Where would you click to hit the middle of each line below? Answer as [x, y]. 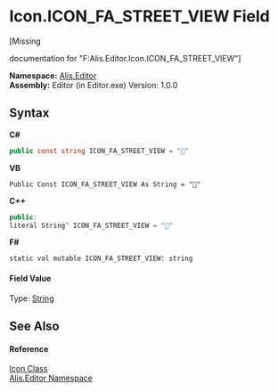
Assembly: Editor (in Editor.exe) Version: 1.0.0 [94, 85]
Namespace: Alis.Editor [53, 75]
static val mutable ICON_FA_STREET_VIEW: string [101, 259]
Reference [29, 348]
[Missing [25, 41]
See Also [34, 326]
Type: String [32, 298]
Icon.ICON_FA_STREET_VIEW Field [139, 16]
